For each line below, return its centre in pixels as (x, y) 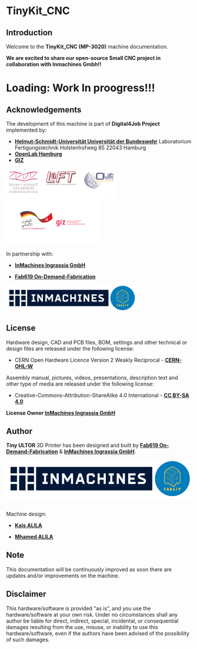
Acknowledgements (44, 110)
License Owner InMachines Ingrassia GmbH (61, 413)
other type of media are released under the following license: (80, 384)
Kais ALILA (28, 525)
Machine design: (26, 514)
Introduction (29, 33)
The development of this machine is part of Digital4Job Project (83, 124)
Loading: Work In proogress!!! (81, 88)
